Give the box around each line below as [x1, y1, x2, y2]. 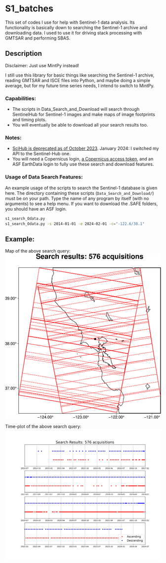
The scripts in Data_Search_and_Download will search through [12, 106, 140, 112]
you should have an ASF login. [5, 206, 67, 212]
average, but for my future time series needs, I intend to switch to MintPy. [5, 83, 155, 88]
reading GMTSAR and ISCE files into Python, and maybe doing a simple [5, 77, 151, 83]
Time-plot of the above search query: [5, 423, 82, 429]
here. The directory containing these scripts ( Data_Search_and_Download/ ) [5, 190, 154, 196]
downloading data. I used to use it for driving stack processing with [5, 30, 142, 36]
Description [5, 49, 42, 58]
